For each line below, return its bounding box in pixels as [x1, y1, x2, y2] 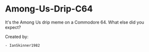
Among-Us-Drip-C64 [5, 3, 93, 14]
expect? [5, 24, 21, 30]
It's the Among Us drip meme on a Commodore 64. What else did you [5, 19, 145, 25]
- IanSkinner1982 [5, 43, 40, 48]
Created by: [5, 34, 29, 39]
